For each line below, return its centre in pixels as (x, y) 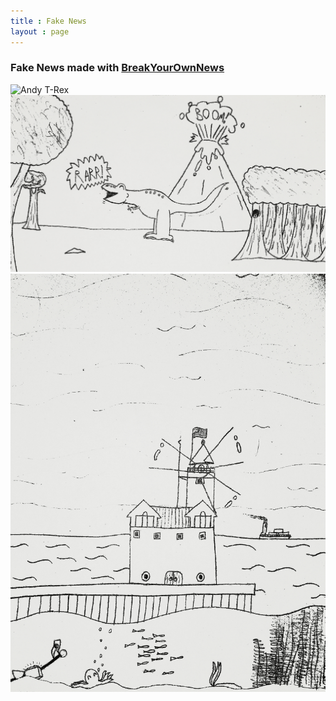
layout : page (40, 31)
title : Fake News (48, 21)
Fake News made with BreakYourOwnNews (117, 68)
